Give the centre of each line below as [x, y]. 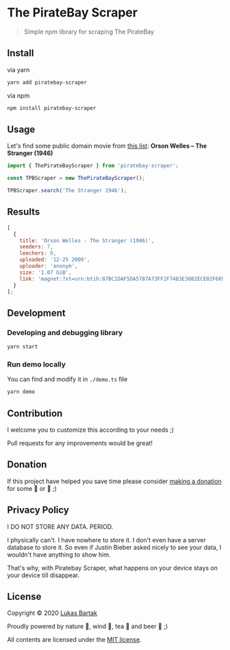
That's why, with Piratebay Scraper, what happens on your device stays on [112, 568]
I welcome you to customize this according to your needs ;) [91, 430]
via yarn [18, 69]
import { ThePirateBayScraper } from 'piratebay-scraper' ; [93, 166]
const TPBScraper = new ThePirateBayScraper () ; [76, 178]
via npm [18, 95]
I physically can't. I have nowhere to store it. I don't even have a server [107, 539]
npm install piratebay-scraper [52, 108]
